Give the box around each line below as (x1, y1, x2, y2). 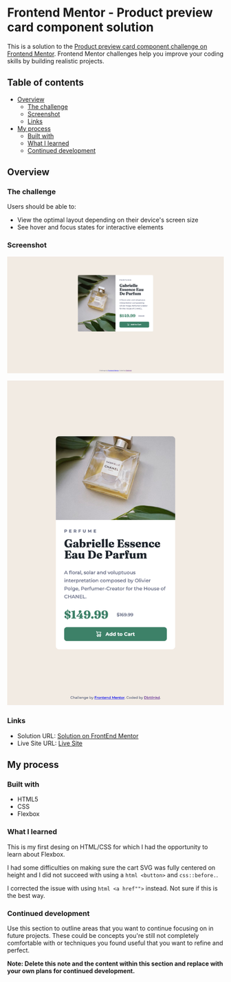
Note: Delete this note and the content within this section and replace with (7, 959, 223, 968)
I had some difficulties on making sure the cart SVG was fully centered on (7, 863, 216, 872)
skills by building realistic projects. (7, 56, 104, 65)
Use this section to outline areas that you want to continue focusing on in (7, 924, 214, 932)
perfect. (7, 946, 30, 954)
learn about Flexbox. (7, 850, 65, 858)
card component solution (7, 19, 154, 35)
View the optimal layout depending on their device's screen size (16, 216, 199, 224)
